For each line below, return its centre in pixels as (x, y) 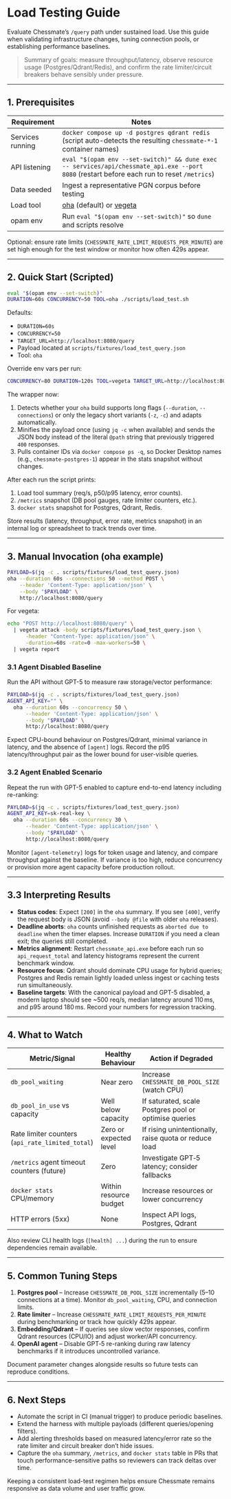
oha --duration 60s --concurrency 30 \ (70, 820)
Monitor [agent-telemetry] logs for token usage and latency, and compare (113, 852)
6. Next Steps (37, 1400)
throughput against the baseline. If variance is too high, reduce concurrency (115, 860)
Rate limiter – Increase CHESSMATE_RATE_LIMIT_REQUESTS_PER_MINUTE (111, 1314)
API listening (31, 167)
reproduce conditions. (38, 1372)
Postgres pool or (169, 1110)
